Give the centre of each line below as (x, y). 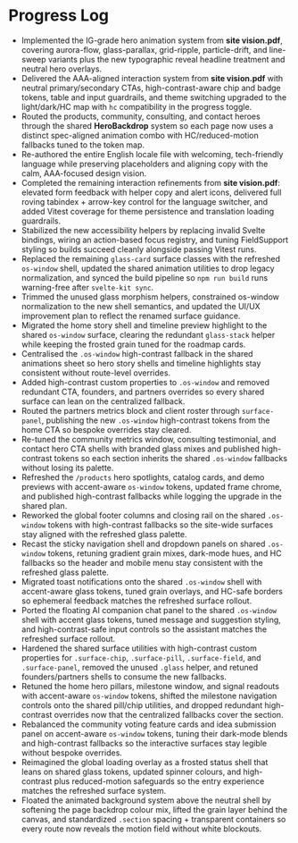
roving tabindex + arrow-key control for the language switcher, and (145, 201)
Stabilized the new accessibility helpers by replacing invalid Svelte (143, 230)
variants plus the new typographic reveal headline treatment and (166, 59)
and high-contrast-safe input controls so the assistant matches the (144, 629)
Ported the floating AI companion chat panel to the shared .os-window (149, 610)
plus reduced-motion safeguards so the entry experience (159, 781)
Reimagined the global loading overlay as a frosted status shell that (145, 762)
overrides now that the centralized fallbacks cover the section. (169, 714)
